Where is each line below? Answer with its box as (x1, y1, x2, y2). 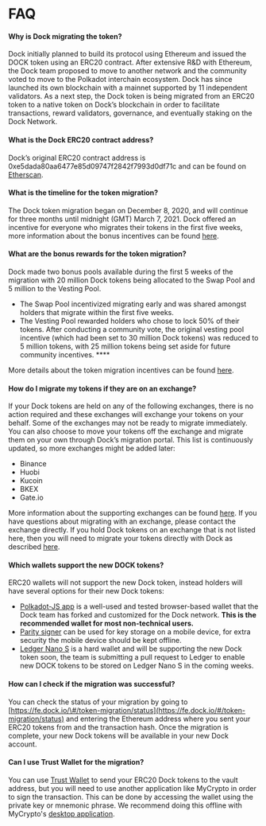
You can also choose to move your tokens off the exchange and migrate (8, 427, 244, 436)
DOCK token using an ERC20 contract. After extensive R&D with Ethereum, (8, 57, 253, 68)
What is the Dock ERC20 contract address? (8, 134, 154, 144)
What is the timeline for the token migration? (8, 188, 159, 197)
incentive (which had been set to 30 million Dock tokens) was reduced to (19, 333, 259, 342)
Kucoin (19, 476, 44, 485)
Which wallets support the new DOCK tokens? (8, 560, 164, 570)
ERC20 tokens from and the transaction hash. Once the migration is (8, 722, 229, 732)
